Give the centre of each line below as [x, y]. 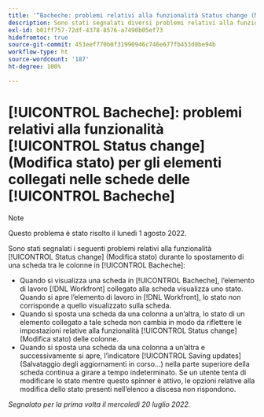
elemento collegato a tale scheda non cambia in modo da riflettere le [130, 322]
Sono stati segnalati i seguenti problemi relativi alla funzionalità [110, 248]
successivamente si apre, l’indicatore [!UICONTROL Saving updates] [130, 356]
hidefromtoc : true [38, 37]
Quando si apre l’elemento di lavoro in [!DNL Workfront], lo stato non [130, 297]
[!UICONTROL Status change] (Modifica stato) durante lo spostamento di [126, 256]
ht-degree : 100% [35, 67]
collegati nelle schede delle [99, 179]
